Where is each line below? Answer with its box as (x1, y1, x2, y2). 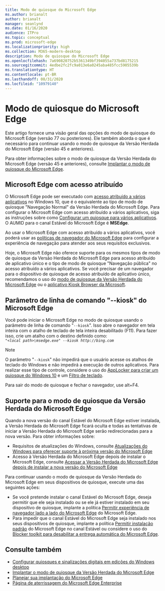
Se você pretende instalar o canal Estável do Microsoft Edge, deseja (12, 494, 152, 500)
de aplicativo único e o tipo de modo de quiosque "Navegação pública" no (5, 260, 157, 266)
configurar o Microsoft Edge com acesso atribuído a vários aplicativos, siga (5, 210, 160, 216)
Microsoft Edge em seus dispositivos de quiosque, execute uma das (5, 479, 145, 485)
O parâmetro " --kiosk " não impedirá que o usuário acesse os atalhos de (5, 356, 154, 362)
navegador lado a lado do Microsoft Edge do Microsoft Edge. (12, 510, 137, 516)
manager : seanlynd (5, 21, 43, 26)
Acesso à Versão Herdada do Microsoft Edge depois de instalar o (12, 454, 146, 460)
